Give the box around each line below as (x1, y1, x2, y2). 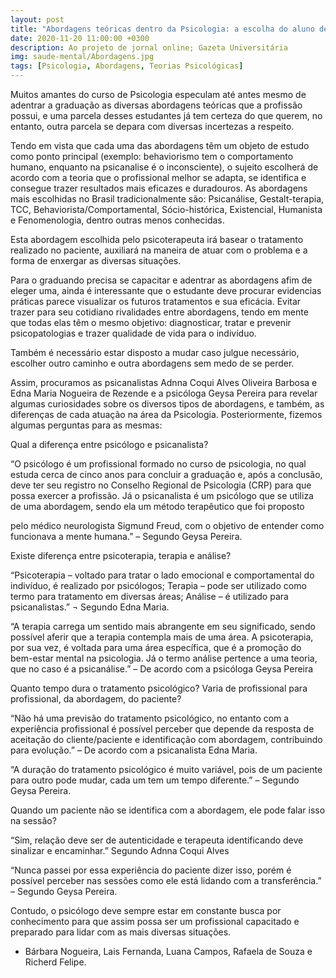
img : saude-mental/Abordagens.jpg (10, 52, 155, 62)
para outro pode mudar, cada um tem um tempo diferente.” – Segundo (10, 774, 300, 786)
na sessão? (10, 815, 57, 826)
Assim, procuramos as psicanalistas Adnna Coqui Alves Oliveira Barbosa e (10, 377, 318, 388)
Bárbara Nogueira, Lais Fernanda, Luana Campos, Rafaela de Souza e (24, 946, 313, 957)
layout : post (10, 14, 65, 25)
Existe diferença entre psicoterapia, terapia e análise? (10, 550, 232, 561)
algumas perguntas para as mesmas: (10, 419, 163, 431)
